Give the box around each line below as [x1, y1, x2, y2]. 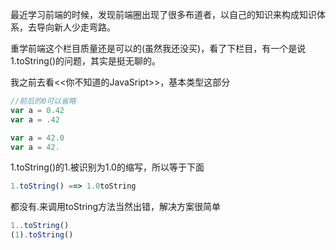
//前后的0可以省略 [10, 96, 77, 106]
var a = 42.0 [10, 133, 65, 143]
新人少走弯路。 [53, 21, 116, 33]
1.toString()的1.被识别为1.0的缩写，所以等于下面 [10, 161, 205, 173]
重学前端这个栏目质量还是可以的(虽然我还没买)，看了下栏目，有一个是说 [10, 43, 307, 54]
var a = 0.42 [10, 105, 65, 115]
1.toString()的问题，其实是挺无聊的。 [10, 55, 161, 67]
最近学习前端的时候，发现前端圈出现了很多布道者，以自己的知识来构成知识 [10, 9, 317, 20]
